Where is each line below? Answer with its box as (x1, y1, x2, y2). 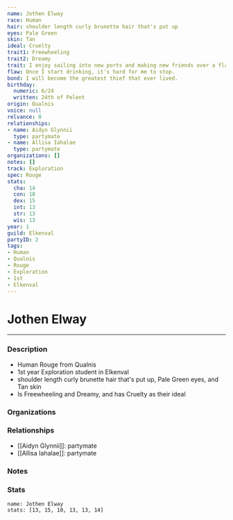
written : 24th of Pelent (13, 94, 85, 101)
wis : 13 (13, 217, 36, 224)
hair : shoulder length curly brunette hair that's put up (7, 23, 178, 30)
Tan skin (17, 383, 42, 391)
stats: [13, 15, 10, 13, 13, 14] (7, 507, 104, 514)
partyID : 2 (7, 236, 39, 243)
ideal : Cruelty (7, 42, 51, 49)
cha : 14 (13, 185, 36, 192)
